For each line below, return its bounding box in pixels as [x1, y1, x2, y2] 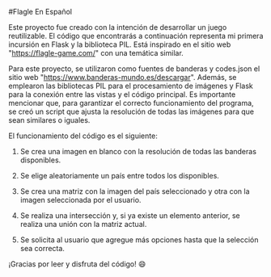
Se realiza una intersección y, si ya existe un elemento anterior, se [19, 211, 240, 220]
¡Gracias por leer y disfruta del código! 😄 [8, 259, 146, 269]
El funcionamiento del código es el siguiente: [8, 131, 158, 141]
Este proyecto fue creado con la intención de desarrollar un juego [8, 23, 227, 31]
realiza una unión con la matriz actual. [19, 220, 147, 229]
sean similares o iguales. [8, 115, 91, 124]
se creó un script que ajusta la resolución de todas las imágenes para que [8, 107, 255, 116]
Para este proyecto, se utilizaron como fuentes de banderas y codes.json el [8, 64, 260, 73]
